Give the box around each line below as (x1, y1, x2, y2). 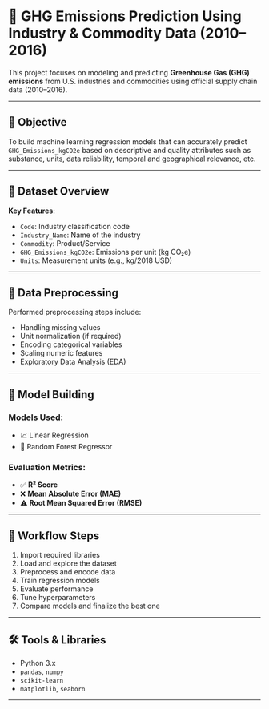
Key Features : (8, 206, 56, 216)
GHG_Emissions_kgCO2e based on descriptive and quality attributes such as (8, 145, 251, 155)
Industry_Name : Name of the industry (19, 230, 141, 240)
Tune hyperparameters (19, 593, 96, 602)
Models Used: (8, 412, 64, 423)
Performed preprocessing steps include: (8, 308, 142, 317)
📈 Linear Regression (19, 430, 90, 440)
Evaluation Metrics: (8, 461, 86, 473)
